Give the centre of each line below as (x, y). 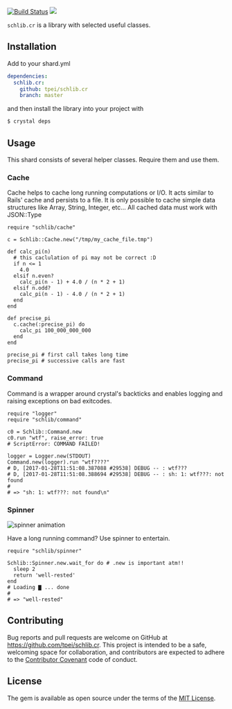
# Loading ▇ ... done (38, 587)
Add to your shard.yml (39, 63)
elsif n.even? (34, 276)
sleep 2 (25, 569)
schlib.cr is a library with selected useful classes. (79, 25)
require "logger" (32, 413)
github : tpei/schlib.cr (54, 89)
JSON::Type (25, 215)
